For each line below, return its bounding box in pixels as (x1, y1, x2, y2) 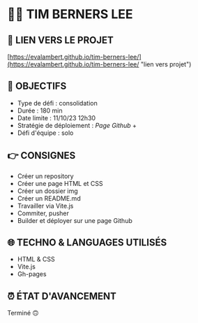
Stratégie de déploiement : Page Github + (17, 121, 137, 129)
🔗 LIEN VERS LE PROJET (7, 34, 114, 46)
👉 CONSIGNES (7, 150, 76, 161)
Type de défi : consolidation (17, 99, 98, 107)
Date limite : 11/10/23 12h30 (17, 113, 96, 122)
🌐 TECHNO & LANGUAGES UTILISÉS (7, 237, 167, 249)
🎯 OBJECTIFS (7, 80, 67, 92)
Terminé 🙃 (7, 309, 40, 317)
